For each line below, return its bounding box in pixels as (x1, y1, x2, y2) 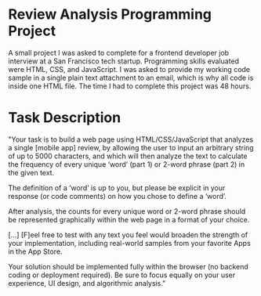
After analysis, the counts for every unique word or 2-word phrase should (8, 206, 246, 216)
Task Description (8, 109, 121, 127)
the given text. (8, 168, 55, 177)
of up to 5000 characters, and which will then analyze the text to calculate (8, 151, 248, 161)
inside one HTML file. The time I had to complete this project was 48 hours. (8, 81, 252, 91)
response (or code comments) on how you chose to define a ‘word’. (8, 191, 227, 200)
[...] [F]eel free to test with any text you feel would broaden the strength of (8, 229, 248, 240)
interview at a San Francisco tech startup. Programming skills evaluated (8, 56, 240, 66)
